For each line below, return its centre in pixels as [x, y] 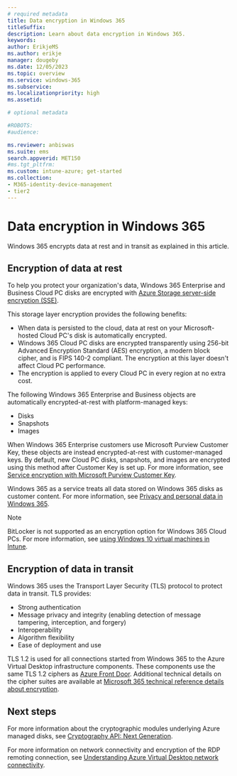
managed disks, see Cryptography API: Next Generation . [90, 736]
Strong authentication [49, 608]
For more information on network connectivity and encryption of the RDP [114, 750]
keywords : [22, 41]
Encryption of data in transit [70, 569]
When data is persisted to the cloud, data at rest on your [100, 328]
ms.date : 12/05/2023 [38, 67]
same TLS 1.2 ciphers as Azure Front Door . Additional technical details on [114, 674]
